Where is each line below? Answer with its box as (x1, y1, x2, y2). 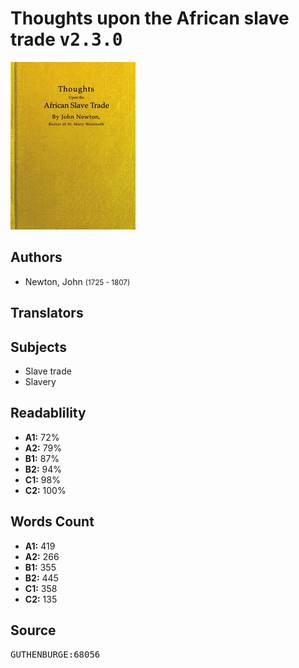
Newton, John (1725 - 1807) (24, 275, 131, 287)
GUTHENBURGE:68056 (10, 649, 101, 661)
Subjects (10, 338, 67, 356)
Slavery (24, 375, 57, 387)
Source (10, 622, 57, 639)
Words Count (10, 513, 95, 531)
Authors (10, 249, 63, 266)
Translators (10, 305, 84, 322)
